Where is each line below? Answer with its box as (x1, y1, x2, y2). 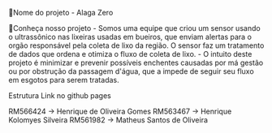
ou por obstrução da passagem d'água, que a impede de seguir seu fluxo (8, 66, 254, 76)
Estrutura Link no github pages (8, 91, 111, 101)
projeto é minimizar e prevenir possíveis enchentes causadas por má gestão (8, 58, 264, 67)
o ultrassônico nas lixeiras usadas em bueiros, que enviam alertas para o (8, 32, 252, 41)
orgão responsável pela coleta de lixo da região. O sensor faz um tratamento (8, 41, 265, 50)
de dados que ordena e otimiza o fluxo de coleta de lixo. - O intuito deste (8, 49, 253, 58)
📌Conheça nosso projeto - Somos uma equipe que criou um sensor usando (8, 24, 261, 32)
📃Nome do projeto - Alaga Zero (8, 8, 114, 17)
